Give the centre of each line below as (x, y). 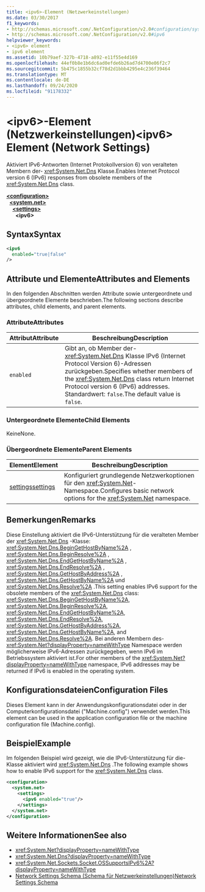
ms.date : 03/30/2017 (33, 18)
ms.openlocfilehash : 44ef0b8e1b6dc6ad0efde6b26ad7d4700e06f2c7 (88, 63)
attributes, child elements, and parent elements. (66, 306)
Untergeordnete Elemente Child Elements (68, 420)
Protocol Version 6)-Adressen (108, 364)
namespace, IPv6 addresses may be (134, 664)
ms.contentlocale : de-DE (38, 80)
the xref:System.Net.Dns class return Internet (130, 379)
